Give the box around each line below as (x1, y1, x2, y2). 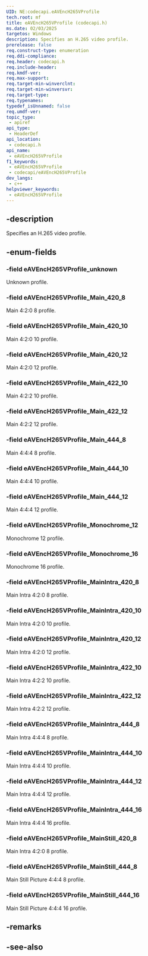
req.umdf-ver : (6, 109, 42, 115)
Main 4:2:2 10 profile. (6, 392, 58, 400)
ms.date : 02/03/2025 (6, 25, 58, 32)
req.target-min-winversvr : (6, 87, 73, 92)
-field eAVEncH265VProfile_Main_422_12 (6, 407, 128, 415)
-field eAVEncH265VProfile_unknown (6, 265, 118, 273)
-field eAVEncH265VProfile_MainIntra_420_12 (6, 635, 141, 643)
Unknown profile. (6, 279, 49, 285)
